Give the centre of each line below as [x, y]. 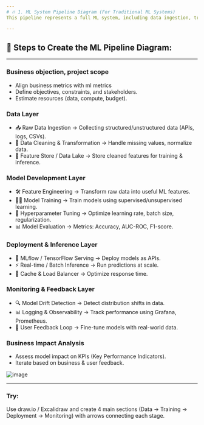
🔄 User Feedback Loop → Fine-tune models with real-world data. [96, 327]
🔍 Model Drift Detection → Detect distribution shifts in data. [90, 303]
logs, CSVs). [31, 136]
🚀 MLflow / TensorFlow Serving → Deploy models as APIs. [88, 258]
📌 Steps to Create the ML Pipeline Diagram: [89, 47]
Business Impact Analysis [45, 343]
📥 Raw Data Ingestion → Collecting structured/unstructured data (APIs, [104, 127]
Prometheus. [31, 321]
